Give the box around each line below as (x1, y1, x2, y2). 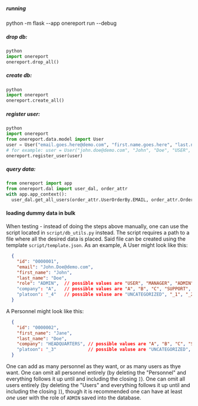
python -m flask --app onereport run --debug (6, 20, 117, 27)
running (6, 5, 27, 12)
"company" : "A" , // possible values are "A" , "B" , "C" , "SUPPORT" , (16, 286, 192, 292)
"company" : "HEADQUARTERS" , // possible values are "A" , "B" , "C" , (16, 341, 186, 347)
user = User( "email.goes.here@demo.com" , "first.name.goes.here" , (6, 142, 173, 148)
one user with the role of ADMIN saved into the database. (6, 394, 141, 401)
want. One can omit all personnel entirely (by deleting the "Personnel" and (6, 369, 187, 376)
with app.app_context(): (6, 191, 67, 197)
